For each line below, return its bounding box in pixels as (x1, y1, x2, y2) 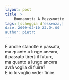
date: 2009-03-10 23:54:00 (5, 26, 60, 30)
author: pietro (5, 30, 36, 35)
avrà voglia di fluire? (5, 64, 46, 70)
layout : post (5, 7, 32, 12)
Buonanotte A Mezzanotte (14, 16, 64, 21)
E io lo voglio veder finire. (5, 70, 56, 75)
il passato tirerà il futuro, (5, 54, 54, 59)
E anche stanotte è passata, (5, 44, 61, 49)
